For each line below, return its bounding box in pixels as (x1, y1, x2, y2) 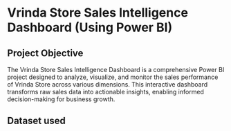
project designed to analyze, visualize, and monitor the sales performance (7, 73, 219, 81)
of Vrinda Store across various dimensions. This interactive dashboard (7, 80, 208, 88)
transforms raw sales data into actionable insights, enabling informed (7, 88, 204, 96)
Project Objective (7, 47, 84, 59)
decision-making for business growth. (7, 95, 115, 103)
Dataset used (7, 115, 66, 127)
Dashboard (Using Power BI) (7, 19, 173, 35)
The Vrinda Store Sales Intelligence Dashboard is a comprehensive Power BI (7, 66, 225, 73)
